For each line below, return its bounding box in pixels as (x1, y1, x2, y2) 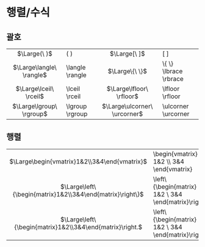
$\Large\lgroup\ (12, 102, 57, 110)
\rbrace (162, 74, 184, 83)
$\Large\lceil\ (15, 85, 54, 93)
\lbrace (162, 67, 183, 75)
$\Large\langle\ (13, 63, 57, 71)
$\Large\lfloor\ (106, 85, 148, 93)
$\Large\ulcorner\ (101, 102, 153, 110)
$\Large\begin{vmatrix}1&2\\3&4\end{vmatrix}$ (9, 157, 148, 165)
